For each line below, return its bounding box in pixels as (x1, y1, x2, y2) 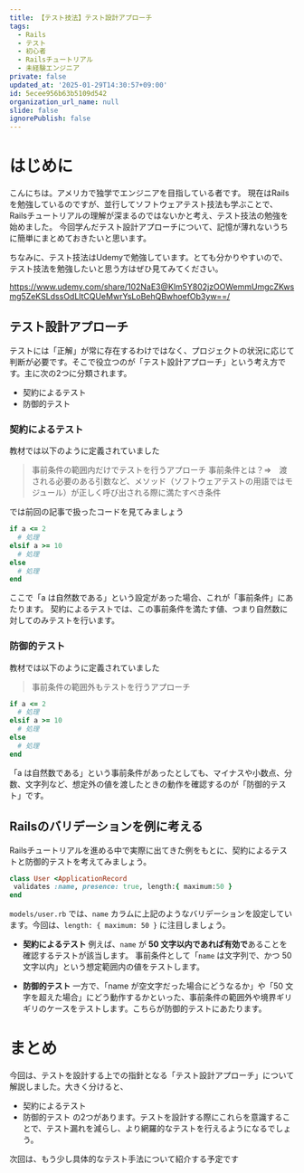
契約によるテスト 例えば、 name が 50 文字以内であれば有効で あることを (22, 939, 288, 950)
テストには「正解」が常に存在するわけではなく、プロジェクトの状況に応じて (9, 345, 295, 355)
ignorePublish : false (9, 114, 91, 123)
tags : (9, 22, 30, 31)
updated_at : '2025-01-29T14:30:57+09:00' (9, 80, 168, 90)
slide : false (9, 106, 59, 115)
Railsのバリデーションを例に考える (9, 819, 204, 835)
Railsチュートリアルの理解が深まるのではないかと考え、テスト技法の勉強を (9, 210, 289, 222)
